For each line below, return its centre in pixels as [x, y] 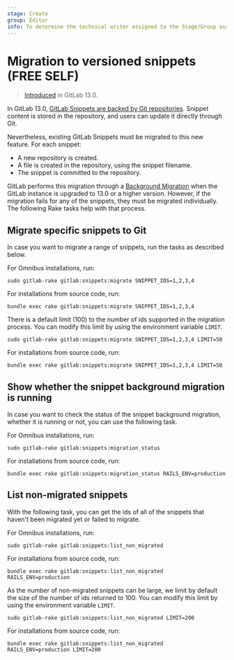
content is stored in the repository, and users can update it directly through [115, 116]
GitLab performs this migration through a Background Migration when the [112, 186]
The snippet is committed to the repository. [79, 173]
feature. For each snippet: [44, 144]
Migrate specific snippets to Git [77, 230]
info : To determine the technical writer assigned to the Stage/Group [112, 26]
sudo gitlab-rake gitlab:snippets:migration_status [84, 448]
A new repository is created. [58, 158]
